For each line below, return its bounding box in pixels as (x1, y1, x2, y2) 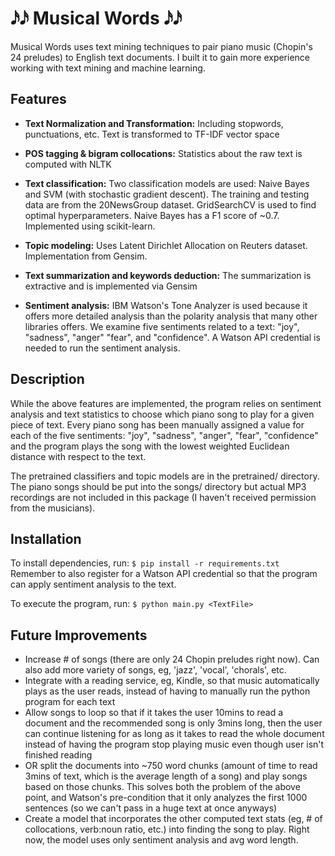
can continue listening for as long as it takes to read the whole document (24, 728, 325, 740)
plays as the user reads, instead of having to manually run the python (24, 685, 311, 697)
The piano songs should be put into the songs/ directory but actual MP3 (10, 480, 307, 492)
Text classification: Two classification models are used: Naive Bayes (24, 177, 310, 189)
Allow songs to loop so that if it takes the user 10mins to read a (24, 707, 284, 719)
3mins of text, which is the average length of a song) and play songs (24, 770, 308, 782)
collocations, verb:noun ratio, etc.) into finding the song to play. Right (24, 823, 310, 836)
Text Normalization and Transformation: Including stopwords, (24, 117, 284, 129)
